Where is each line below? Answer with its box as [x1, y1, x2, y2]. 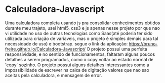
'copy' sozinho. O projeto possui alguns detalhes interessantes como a [5, 62, 149, 68]
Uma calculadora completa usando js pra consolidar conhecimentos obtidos [5, 20, 161, 26]
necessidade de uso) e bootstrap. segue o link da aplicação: [5, 41, 128, 46]
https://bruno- [128, 41, 158, 46]
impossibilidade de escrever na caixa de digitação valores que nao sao [5, 67, 150, 73]
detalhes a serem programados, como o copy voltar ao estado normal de [5, 56, 154, 62]
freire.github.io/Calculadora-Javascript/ [5, 46, 86, 52]
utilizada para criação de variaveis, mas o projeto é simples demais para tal [5, 36, 158, 41]
